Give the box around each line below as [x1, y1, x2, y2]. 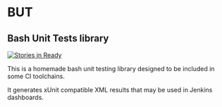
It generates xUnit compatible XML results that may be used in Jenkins [7, 86, 213, 94]
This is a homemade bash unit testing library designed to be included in [7, 65, 215, 73]
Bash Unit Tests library [7, 32, 109, 44]
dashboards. [7, 93, 44, 101]
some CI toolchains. [7, 72, 65, 80]
